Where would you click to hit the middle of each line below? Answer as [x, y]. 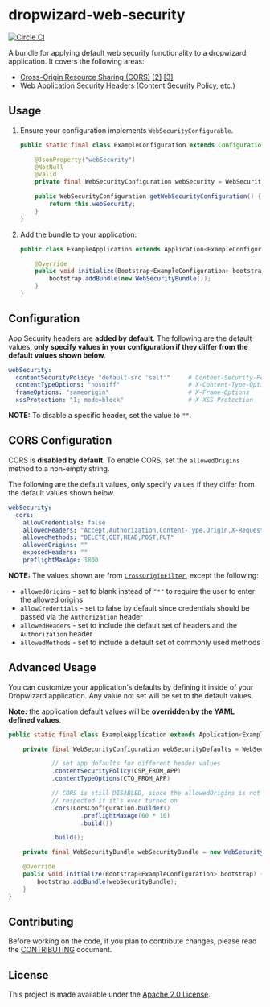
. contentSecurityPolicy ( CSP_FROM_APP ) [116, 771]
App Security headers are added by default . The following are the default [130, 338]
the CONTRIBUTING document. [60, 950]
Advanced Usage [52, 667]
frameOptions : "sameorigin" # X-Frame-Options [133, 392]
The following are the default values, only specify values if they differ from [131, 484]
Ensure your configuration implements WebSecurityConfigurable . [127, 130]
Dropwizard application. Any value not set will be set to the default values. [131, 695]
